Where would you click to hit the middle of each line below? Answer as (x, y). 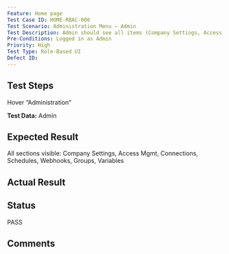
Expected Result (43, 137)
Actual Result (36, 182)
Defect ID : (23, 58)
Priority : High (29, 45)
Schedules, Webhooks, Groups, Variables (66, 161)
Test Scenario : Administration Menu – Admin (72, 26)
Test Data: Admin (32, 115)
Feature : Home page (35, 13)
